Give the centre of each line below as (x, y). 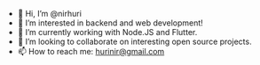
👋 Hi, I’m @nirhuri (50, 14)
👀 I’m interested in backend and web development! (110, 23)
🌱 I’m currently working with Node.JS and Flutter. (107, 32)
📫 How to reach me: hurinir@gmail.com (91, 51)
